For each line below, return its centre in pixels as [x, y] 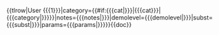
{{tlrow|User [24, 10]
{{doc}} [121, 25]
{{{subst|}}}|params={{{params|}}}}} [59, 25]
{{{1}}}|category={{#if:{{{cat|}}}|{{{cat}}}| [102, 10]
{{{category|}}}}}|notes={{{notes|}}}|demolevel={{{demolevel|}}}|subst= [110, 17]
